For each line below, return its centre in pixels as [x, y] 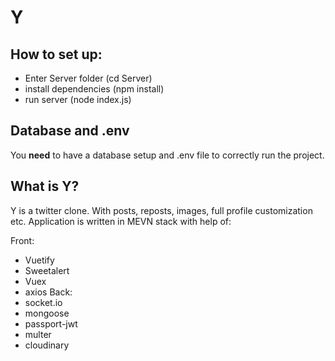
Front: [22, 240]
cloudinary [47, 345]
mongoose [47, 313]
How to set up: [56, 54]
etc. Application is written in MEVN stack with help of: [121, 221]
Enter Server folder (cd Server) [88, 78]
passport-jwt [51, 323]
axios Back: [48, 292]
